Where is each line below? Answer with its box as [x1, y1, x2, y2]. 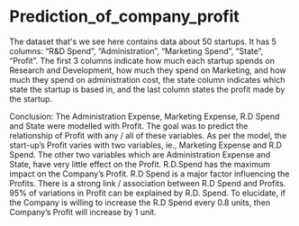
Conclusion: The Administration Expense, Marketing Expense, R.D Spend [9, 111, 280, 122]
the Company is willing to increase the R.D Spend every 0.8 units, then [9, 196, 271, 208]
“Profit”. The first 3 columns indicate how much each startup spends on [9, 55, 275, 66]
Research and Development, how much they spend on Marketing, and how [9, 65, 286, 76]
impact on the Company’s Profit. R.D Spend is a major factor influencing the [9, 168, 290, 179]
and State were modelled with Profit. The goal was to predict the [9, 120, 249, 131]
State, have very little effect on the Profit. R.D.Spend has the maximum [9, 158, 270, 169]
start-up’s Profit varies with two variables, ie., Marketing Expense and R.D [9, 140, 282, 150]
